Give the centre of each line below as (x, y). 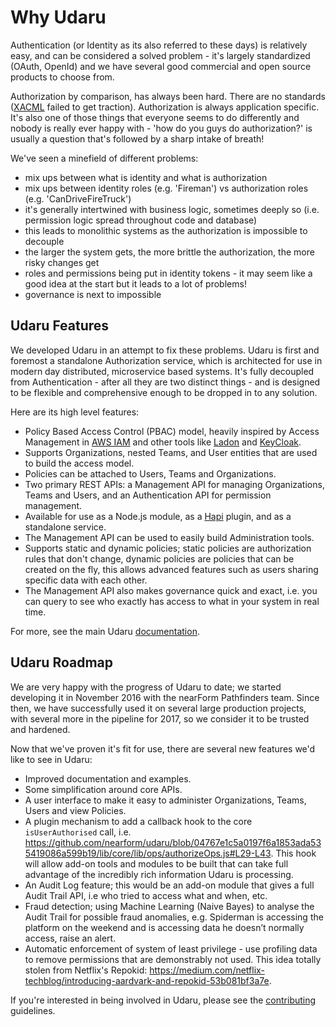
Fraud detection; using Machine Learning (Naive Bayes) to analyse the (169, 906)
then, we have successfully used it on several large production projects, (158, 708)
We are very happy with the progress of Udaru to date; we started (146, 687)
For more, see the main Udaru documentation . (105, 631)
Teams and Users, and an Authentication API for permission (148, 495)
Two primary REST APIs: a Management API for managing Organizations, (174, 484)
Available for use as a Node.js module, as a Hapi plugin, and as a (158, 516)
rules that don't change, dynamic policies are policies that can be (159, 558)
